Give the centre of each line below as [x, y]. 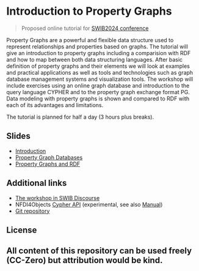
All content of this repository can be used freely [99, 251]
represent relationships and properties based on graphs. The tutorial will [97, 46]
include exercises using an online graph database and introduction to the [98, 85]
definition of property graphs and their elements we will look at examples [98, 66]
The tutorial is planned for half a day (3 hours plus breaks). [80, 117]
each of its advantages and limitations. [55, 105]
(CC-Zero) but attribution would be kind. [85, 260]
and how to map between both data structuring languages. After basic [95, 59]
